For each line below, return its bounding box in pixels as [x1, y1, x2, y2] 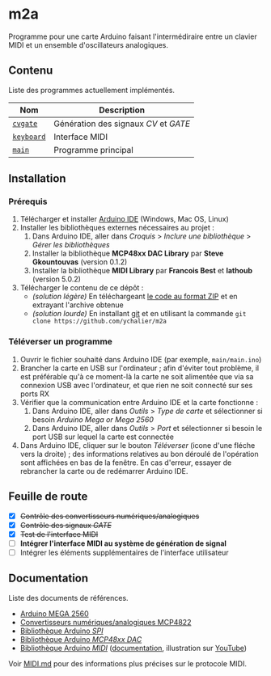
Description [99, 104, 146, 116]
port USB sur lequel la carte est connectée [32, 432, 174, 442]
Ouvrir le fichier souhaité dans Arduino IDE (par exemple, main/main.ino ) [19, 354, 262, 364]
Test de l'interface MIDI [19, 529, 99, 539]
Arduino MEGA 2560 [19, 608, 89, 619]
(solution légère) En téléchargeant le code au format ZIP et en [32, 292, 238, 302]
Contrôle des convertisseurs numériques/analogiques [19, 511, 200, 521]
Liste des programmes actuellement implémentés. [8, 85, 176, 95]
